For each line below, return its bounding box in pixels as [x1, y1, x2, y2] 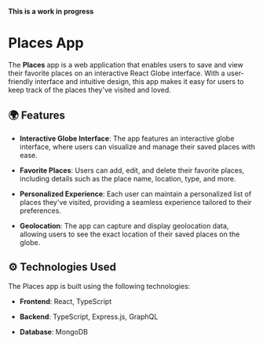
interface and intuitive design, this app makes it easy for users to [35, 76, 244, 86]
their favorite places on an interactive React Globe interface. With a [8, 68, 225, 78]
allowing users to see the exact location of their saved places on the [19, 229, 240, 239]
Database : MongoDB [19, 327, 89, 336]
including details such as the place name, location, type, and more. [19, 174, 237, 183]
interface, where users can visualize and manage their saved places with [19, 141, 255, 152]
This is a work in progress [8, 7, 94, 16]
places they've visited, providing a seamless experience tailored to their [19, 197, 252, 207]
